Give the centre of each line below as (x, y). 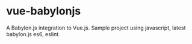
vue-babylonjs (44, 11)
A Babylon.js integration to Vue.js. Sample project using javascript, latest (96, 28)
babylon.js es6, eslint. (33, 34)
